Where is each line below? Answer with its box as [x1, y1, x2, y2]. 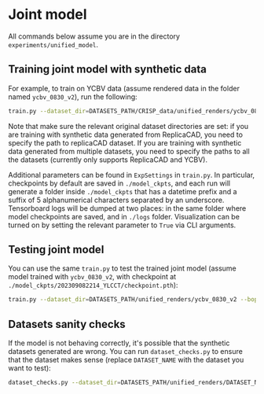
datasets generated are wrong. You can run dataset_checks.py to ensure [8, 347, 244, 356]
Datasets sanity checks [8, 317, 126, 331]
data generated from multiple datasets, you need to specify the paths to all [8, 146, 250, 156]
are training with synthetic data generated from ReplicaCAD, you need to [8, 130, 244, 139]
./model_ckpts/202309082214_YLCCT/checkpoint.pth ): [8, 281, 178, 290]
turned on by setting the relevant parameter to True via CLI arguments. [8, 220, 236, 230]
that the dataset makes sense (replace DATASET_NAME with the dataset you [8, 355, 244, 365]
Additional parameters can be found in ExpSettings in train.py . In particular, [8, 170, 255, 179]
